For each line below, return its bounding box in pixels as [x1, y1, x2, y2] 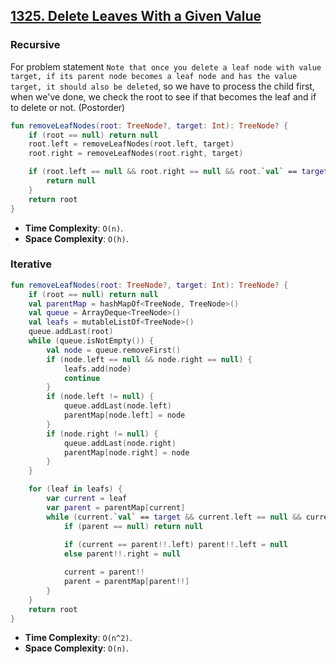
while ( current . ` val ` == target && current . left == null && [46, 512, 302, 522]
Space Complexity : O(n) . [24, 642, 129, 654]
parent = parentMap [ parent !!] [63, 577, 190, 587]
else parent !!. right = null [63, 549, 182, 559]
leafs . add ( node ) [63, 364, 132, 374]
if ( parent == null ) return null [63, 521, 203, 531]
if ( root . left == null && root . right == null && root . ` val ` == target [28, 167, 329, 177]
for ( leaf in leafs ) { [28, 484, 123, 494]
